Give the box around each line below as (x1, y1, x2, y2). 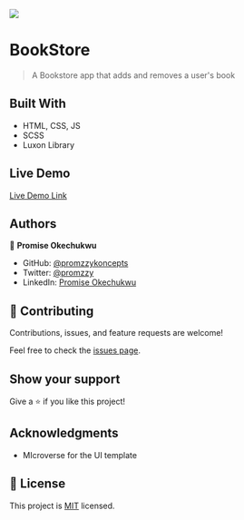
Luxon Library (22, 139, 75, 150)
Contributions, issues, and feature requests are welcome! (9, 328, 224, 338)
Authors (9, 216, 57, 231)
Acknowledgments (9, 426, 120, 441)
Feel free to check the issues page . (9, 345, 141, 356)
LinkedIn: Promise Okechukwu (22, 277, 137, 288)
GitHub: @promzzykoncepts (22, 258, 129, 269)
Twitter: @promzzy (22, 268, 94, 279)
